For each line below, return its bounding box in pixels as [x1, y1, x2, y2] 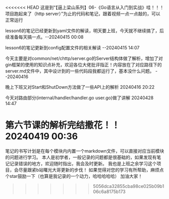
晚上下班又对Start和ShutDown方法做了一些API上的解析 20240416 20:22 [5, 84, 155, 90]
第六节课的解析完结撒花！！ [5, 120, 121, 131]
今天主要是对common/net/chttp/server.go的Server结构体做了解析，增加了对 [5, 55, 163, 61]
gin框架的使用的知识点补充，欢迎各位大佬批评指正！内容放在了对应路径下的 [5, 62, 162, 68]
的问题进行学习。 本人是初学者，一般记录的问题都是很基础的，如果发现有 [5, 154, 157, 160]
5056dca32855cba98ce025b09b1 [93, 183, 164, 189]
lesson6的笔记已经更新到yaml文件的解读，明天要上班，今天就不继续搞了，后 [5, 28, 164, 34]
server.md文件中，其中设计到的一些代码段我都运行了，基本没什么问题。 [5, 68, 155, 74]
